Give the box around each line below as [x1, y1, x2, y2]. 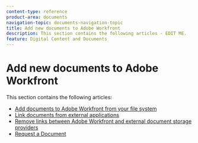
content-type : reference [6, 8, 68, 15]
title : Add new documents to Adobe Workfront [6, 25, 120, 31]
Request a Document [14, 130, 66, 137]
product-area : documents [6, 14, 68, 20]
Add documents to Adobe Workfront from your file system [14, 105, 157, 112]
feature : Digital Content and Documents [6, 36, 108, 42]
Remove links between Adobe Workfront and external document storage [14, 118, 192, 125]
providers [14, 123, 39, 131]
